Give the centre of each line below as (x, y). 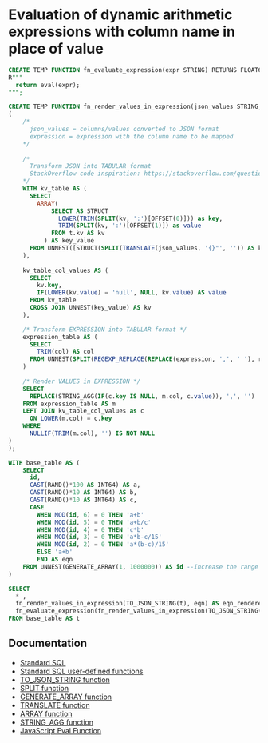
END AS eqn (55, 560)
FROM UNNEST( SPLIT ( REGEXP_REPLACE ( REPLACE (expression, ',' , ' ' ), (142, 359)
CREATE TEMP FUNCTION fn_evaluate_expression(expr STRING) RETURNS (123, 70)
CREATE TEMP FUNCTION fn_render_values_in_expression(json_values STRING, (135, 107)
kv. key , (49, 286)
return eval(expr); (48, 85)
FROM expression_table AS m (69, 404)
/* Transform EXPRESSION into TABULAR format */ (105, 330)
